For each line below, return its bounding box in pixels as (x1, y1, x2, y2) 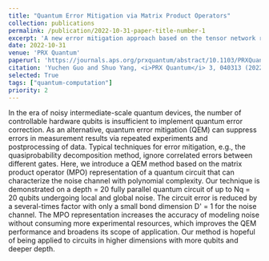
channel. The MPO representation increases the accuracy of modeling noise (8, 210, 260, 220)
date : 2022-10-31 (8, 42, 66, 50)
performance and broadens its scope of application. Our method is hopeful (8, 227, 256, 237)
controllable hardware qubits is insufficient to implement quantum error (8, 117, 243, 126)
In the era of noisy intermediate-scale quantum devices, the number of (8, 108, 242, 118)
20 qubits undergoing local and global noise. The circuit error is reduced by (8, 193, 258, 203)
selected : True (8, 71, 59, 79)
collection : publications (8, 19, 94, 27)
